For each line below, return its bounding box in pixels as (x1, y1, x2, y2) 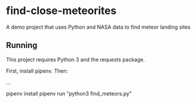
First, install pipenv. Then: (6, 67, 68, 74)
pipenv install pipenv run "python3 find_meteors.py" (6, 90, 132, 97)
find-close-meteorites (6, 4, 117, 18)
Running (6, 40, 38, 50)
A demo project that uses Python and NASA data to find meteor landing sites (6, 23, 191, 30)
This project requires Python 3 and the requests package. (6, 56, 145, 63)
